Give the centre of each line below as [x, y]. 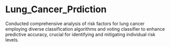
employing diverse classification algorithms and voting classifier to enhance [85, 29]
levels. [12, 40]
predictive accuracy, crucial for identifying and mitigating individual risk [80, 34]
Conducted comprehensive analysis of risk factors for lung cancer [75, 24]
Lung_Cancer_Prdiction [56, 9]
